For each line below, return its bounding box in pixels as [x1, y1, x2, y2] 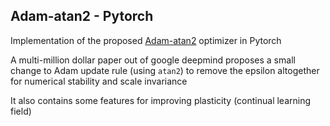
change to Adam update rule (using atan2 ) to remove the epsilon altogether [10, 64, 320, 76]
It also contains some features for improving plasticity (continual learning [10, 94, 312, 106]
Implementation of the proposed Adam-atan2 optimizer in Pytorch [10, 34, 282, 46]
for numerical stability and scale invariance [10, 75, 188, 87]
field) [10, 105, 32, 117]
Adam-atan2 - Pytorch [10, 8, 154, 25]
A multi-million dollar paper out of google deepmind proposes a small [10, 54, 296, 66]
